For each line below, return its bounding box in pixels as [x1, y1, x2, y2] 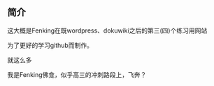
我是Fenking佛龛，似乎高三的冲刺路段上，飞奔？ [7, 70, 147, 78]
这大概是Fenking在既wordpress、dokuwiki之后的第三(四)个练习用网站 [7, 26, 208, 35]
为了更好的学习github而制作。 [7, 41, 93, 49]
